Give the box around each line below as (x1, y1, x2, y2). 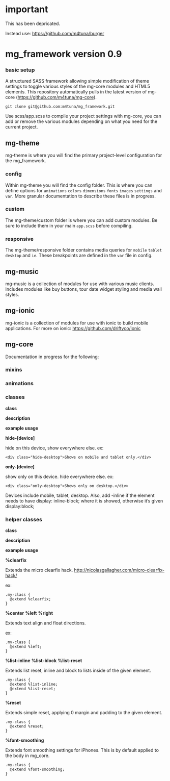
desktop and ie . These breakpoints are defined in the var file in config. (5, 253, 153, 259)
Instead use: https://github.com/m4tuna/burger (5, 30, 104, 36)
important (5, 4, 48, 15)
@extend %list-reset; (10, 686, 56, 691)
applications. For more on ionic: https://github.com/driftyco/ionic (5, 325, 141, 331)
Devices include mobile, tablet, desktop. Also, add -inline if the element (5, 492, 155, 498)
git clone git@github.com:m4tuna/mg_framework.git (5, 104, 115, 109)
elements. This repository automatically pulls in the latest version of (5, 89, 147, 95)
